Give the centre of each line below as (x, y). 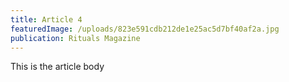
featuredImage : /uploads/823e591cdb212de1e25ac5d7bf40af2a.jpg (145, 29)
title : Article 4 (46, 19)
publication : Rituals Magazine (75, 38)
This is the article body (57, 67)
